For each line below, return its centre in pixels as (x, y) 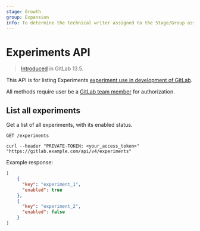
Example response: (30, 163)
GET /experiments (28, 136)
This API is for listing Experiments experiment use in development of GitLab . (99, 80)
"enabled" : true (42, 190)
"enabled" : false (43, 212)
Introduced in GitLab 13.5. (52, 68)
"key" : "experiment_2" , (51, 207)
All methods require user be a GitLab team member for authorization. (91, 92)
